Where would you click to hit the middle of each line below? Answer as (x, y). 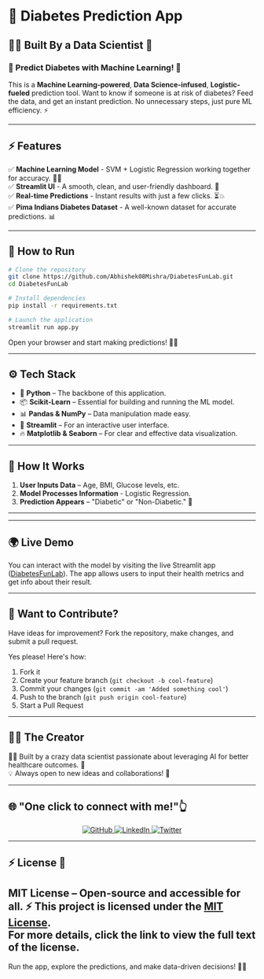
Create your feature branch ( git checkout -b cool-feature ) (116, 680)
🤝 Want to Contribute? (64, 614)
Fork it (30, 671)
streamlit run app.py (44, 327)
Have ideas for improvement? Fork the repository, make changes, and (121, 633)
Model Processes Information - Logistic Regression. (105, 493)
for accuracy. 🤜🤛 (35, 178)
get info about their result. (50, 582)
